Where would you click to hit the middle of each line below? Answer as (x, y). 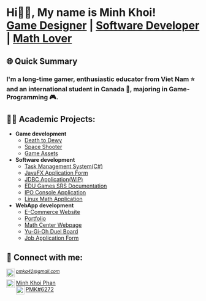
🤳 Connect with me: (44, 257)
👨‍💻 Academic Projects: (51, 119)
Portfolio (35, 219)
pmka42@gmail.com (38, 272)
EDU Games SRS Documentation (66, 186)
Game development (41, 134)
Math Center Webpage (53, 225)
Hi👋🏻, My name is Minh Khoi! (81, 13)
